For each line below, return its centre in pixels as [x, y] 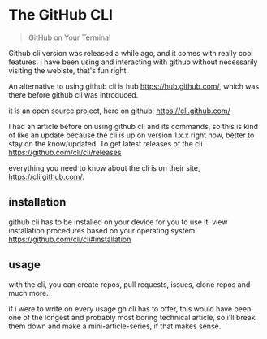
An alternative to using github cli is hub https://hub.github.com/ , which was [134, 86]
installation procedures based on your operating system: [103, 230]
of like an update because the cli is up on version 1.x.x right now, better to [131, 135]
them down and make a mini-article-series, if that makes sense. [115, 326]
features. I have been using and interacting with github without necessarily [133, 62]
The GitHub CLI [61, 15]
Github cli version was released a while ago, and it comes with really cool [131, 53]
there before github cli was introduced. [73, 94]
